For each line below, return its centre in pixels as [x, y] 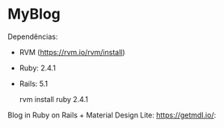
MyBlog [34, 14]
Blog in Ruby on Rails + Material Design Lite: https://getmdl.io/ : [112, 115]
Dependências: [33, 36]
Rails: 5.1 [34, 83]
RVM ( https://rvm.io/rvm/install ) [72, 52]
